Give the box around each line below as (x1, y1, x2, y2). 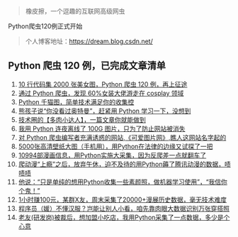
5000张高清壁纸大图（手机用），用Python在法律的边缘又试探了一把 (18, 142, 213, 150)
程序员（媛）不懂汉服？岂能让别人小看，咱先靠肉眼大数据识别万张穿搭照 (18, 204, 229, 212)
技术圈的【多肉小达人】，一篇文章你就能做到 (18, 115, 146, 123)
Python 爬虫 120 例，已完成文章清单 (8, 60, 166, 72)
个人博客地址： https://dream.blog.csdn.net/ (25, 37, 153, 45)
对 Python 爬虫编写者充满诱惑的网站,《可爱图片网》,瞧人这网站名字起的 (18, 133, 227, 141)
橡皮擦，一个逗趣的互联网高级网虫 (25, 7, 125, 15)
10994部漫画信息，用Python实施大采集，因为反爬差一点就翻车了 (18, 150, 207, 159)
